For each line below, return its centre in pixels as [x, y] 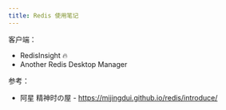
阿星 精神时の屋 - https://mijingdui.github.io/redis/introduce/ [119, 97]
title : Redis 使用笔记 [44, 16]
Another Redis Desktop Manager [73, 64]
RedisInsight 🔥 [44, 55]
